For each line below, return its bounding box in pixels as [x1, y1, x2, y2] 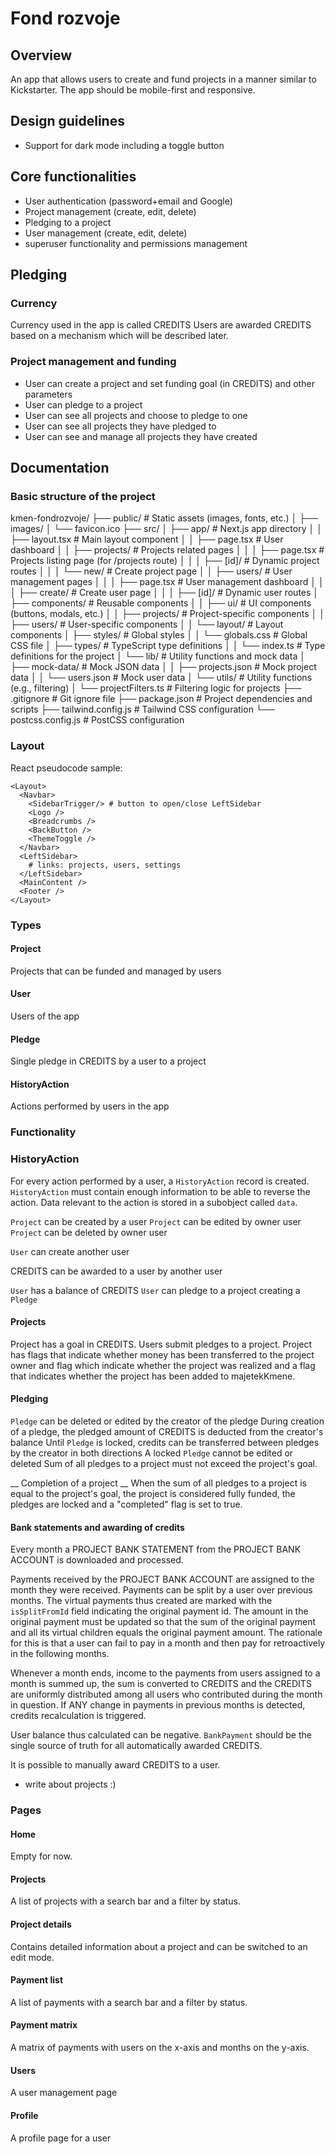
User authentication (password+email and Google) [24, 195, 233, 207]
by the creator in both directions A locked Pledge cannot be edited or [10, 1447, 294, 1459]
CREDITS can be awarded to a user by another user [10, 1265, 223, 1277]
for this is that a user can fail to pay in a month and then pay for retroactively [10, 1637, 326, 1649]
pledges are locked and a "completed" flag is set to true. [10, 1498, 243, 1510]
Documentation [10, 460, 110, 476]
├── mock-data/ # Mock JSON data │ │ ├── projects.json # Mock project [10, 661, 317, 673]
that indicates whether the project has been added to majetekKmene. [10, 1370, 296, 1382]
